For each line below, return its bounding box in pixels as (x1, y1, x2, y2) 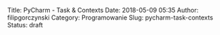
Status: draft (7, 21, 44, 29)
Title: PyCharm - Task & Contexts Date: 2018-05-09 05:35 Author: (7, 6, 199, 14)
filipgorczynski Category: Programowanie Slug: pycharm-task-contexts (7, 13, 214, 22)
